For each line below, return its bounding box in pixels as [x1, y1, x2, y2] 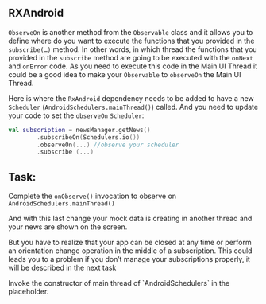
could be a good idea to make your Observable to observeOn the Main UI [8, 69, 241, 79]
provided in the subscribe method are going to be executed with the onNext [8, 53, 254, 62]
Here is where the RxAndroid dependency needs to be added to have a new [8, 93, 254, 103]
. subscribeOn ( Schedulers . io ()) [37, 133, 141, 142]
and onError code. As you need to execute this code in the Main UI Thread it [8, 61, 258, 71]
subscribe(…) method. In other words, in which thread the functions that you [8, 44, 257, 54]
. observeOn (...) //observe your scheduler [37, 141, 179, 149]
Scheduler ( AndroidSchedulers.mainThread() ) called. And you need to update [8, 102, 259, 111]
